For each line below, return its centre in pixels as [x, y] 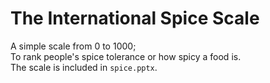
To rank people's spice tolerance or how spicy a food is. [126, 56]
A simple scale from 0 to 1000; [73, 46]
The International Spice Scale [135, 18]
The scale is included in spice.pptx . [84, 67]
